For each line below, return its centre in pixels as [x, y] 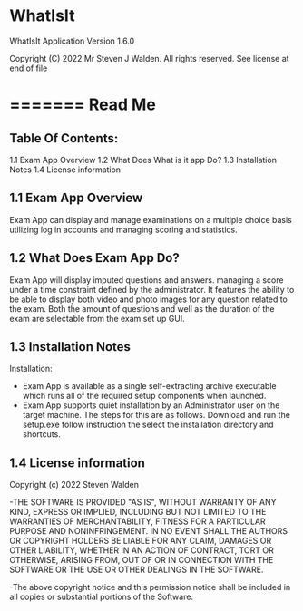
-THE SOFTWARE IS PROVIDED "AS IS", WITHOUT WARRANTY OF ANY [143, 502]
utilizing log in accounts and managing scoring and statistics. [123, 229]
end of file [29, 68]
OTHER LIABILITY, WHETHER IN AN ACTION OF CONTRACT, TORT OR [142, 550]
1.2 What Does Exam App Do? [94, 258]
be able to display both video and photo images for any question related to [148, 299]
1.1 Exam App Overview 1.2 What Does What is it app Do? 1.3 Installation [143, 160]
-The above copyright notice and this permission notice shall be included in [150, 587]
